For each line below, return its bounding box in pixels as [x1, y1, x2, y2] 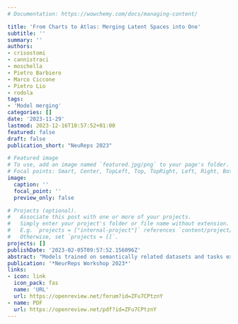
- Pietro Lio [7, 82, 46, 89]
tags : [7, 96, 23, 103]
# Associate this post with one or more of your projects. [7, 213, 192, 220]
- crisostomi [7, 50, 46, 57]
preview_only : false [13, 194, 74, 201]
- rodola [7, 89, 33, 96]
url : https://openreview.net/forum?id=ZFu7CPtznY [13, 292, 163, 300]
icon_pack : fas [13, 279, 59, 287]
